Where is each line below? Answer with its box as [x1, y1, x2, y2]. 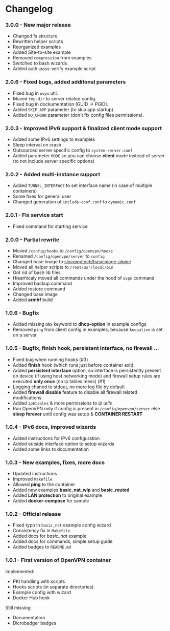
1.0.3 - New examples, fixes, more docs [5, 459, 105, 466]
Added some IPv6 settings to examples [12, 136, 95, 142]
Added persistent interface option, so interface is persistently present [12, 367, 161, 373]
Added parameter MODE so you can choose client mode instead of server [12, 153, 165, 159]
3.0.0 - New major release [5, 22, 71, 29]
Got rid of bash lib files [12, 269, 61, 276]
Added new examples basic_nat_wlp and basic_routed [12, 487, 130, 493]
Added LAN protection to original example [12, 492, 103, 498]
